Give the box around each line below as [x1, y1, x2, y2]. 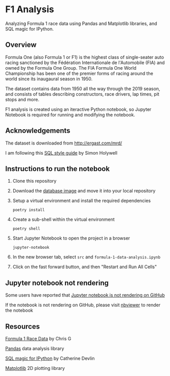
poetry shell [12, 226, 41, 232]
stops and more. [5, 96, 40, 102]
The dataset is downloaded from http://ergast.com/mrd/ [5, 140, 122, 146]
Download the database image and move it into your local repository [12, 188, 156, 194]
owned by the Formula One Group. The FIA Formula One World [5, 65, 137, 71]
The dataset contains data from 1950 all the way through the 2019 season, [5, 85, 160, 92]
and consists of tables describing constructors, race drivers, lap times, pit [5, 91, 160, 97]
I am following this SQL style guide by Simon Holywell [5, 150, 118, 156]
